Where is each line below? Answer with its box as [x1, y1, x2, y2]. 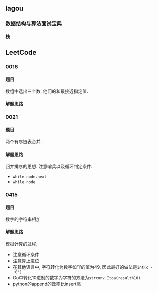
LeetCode [5, 48, 37, 57]
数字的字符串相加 [5, 216, 41, 222]
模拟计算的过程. [5, 241, 38, 247]
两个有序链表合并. [5, 139, 42, 145]
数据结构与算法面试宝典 [5, 20, 62, 27]
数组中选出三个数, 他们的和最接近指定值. [5, 88, 89, 94]
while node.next [12, 174, 47, 180]
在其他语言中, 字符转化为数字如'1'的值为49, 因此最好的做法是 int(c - [12, 264, 153, 270]
